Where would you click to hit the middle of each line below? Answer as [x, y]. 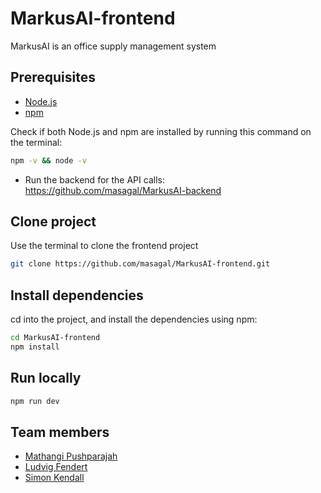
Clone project [53, 222]
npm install [35, 347]
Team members [60, 432]
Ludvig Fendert [56, 467]
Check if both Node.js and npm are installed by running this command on [161, 131]
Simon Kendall [54, 478]
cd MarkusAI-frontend [55, 338]
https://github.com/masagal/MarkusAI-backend [123, 190]
